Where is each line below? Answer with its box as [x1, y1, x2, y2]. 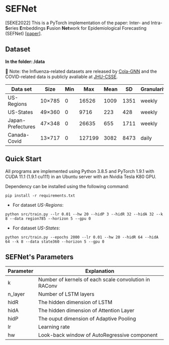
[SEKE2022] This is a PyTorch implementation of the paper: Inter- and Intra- [5, 20, 162, 26]
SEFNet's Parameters [5, 253, 74, 261]
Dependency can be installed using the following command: [5, 183, 129, 189]
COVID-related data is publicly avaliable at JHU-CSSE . [5, 74, 118, 80]
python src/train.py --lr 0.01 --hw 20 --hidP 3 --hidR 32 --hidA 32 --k [5, 211, 163, 217]
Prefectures [8, 123, 36, 130]
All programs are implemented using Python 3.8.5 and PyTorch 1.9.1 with [5, 168, 154, 174]
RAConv [38, 282, 58, 290]
